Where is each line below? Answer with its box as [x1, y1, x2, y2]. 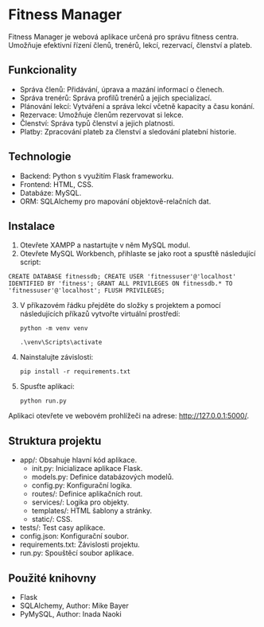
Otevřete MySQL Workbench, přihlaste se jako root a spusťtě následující [19, 249, 256, 259]
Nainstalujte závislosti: [19, 352, 94, 362]
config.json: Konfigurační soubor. [19, 532, 130, 541]
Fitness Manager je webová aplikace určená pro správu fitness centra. [8, 32, 239, 41]
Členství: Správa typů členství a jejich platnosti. [19, 118, 175, 128]
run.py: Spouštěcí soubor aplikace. [19, 548, 134, 558]
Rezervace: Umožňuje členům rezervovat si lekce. [19, 110, 184, 119]
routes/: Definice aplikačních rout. [31, 489, 143, 499]
